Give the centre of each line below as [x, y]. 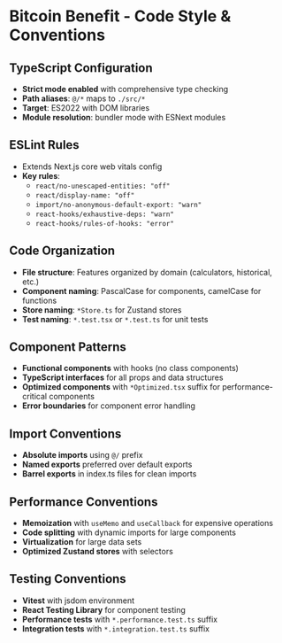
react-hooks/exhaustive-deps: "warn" [105, 214]
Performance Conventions [84, 502]
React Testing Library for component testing [103, 609]
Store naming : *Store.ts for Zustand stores [102, 310]
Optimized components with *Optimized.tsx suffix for [121, 387]
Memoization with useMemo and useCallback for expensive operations [148, 523]
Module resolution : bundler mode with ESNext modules [124, 117]
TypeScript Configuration [81, 68]
